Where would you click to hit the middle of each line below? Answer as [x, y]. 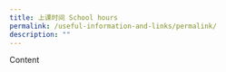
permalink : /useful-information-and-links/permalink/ [113, 26]
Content [25, 60]
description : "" [40, 34]
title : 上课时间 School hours [64, 18]
